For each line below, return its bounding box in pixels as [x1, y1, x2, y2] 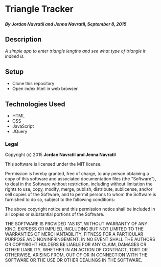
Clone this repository [12, 81, 55, 87]
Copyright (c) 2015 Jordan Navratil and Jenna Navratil [5, 152, 116, 157]
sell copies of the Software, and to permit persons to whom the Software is [5, 192, 157, 198]
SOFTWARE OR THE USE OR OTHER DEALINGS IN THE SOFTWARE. [5, 257, 142, 263]
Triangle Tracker [5, 3, 74, 15]
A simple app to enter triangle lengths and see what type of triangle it [5, 48, 146, 54]
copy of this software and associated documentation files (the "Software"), [5, 176, 157, 182]
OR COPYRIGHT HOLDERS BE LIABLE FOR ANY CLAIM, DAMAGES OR [5, 242, 147, 247]
